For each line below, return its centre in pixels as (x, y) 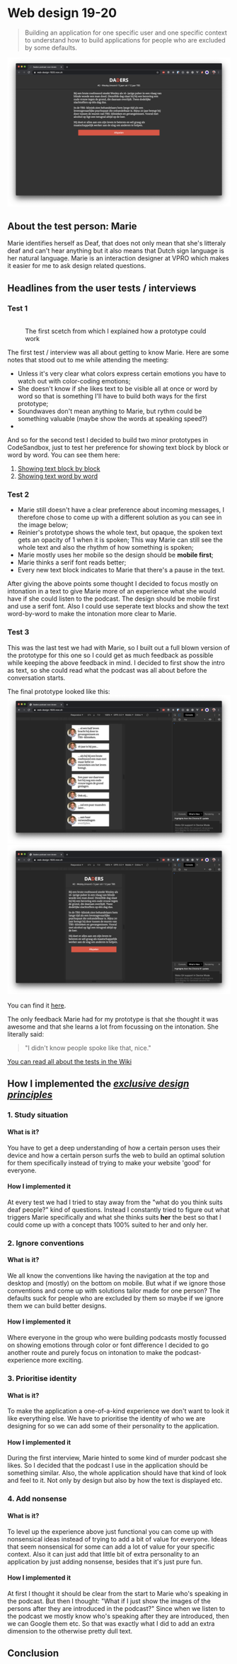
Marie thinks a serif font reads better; (72, 562)
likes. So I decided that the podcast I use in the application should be (108, 1465)
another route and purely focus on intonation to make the (90, 1353)
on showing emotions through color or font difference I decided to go (108, 1345)
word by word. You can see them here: (64, 455)
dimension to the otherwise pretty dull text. (70, 1631)
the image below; (43, 525)
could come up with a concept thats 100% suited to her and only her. (108, 1225)
